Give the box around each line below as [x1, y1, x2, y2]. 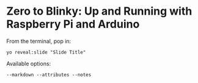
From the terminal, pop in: [6, 37, 71, 45]
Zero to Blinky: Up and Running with [6, 4, 193, 18]
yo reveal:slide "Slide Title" [6, 49, 86, 56]
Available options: [6, 60, 51, 67]
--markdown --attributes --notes [6, 71, 92, 78]
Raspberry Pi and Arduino [6, 17, 140, 31]
